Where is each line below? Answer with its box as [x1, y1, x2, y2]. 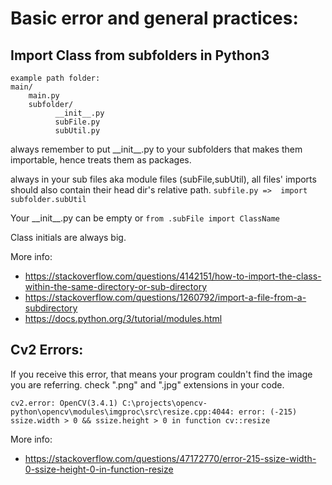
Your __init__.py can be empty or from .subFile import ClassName [10, 212, 280, 224]
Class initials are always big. [10, 232, 127, 243]
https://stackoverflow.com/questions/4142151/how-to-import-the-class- [24, 270, 322, 282]
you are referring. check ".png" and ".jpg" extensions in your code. [10, 378, 285, 391]
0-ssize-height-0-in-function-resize [24, 463, 174, 475]
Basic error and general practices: [10, 7, 299, 30]
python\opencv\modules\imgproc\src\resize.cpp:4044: [10, 407, 235, 417]
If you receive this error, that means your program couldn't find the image [10, 368, 313, 380]
